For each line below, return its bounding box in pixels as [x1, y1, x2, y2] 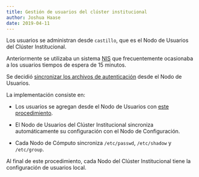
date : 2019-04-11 [6, 20, 50, 26]
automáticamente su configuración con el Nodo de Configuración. [15, 128, 180, 135]
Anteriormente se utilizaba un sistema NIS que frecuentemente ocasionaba [6, 55, 194, 62]
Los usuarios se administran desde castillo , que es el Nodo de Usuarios [6, 37, 189, 44]
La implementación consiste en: [6, 92, 86, 99]
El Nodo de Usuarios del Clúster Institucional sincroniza [15, 121, 154, 129]
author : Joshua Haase [6, 15, 61, 21]
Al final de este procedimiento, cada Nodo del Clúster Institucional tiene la [6, 158, 191, 165]
